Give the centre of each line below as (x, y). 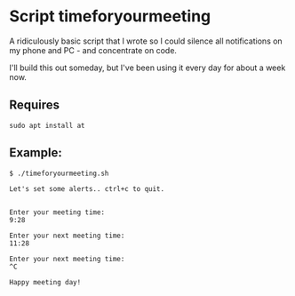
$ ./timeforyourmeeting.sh (59, 173)
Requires (35, 105)
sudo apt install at (48, 125)
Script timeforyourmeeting (110, 16)
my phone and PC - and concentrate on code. (93, 50)
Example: (36, 153)
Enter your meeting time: (57, 212)
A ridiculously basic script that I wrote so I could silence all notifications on (146, 41)
